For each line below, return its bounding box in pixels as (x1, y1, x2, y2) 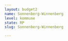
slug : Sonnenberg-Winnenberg (4, 25, 64, 30)
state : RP (4, 20, 25, 25)
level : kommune (4, 16, 35, 20)
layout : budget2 (4, 7, 37, 12)
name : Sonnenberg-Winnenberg (4, 11, 64, 16)
